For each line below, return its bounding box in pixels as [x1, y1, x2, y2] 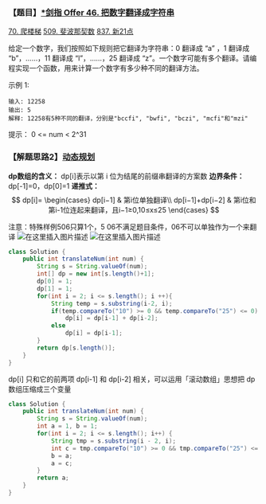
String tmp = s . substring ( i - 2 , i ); [50, 436, 177, 445]
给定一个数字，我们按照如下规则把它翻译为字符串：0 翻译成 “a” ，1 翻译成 [8, 44, 250, 53]
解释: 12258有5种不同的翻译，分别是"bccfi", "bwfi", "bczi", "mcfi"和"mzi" [8, 115, 248, 123]
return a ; [37, 474, 69, 483]
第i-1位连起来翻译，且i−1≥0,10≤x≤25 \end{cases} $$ [48, 205, 220, 214]
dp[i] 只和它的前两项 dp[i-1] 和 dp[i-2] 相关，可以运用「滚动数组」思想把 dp [8, 374, 256, 384]
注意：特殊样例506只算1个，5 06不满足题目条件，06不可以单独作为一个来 [8, 221, 250, 232]
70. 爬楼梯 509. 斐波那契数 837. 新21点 [8, 26, 134, 37]
